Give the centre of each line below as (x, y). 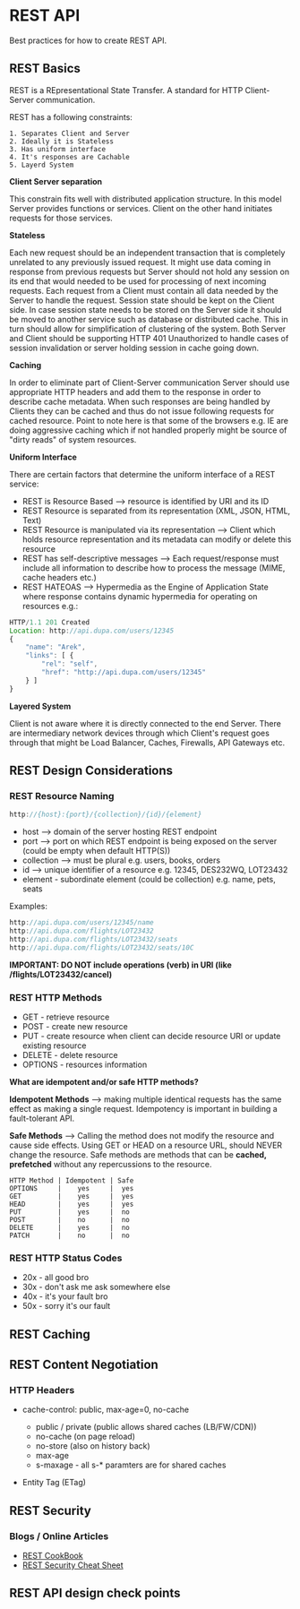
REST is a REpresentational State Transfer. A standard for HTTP (126, 90)
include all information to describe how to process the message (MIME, (154, 568)
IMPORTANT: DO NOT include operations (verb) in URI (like (121, 965)
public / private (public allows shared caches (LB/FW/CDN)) (146, 1427)
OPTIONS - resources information (85, 1064)
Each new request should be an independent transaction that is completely (147, 253)
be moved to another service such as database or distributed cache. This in (149, 319)
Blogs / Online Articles (59, 1536)
